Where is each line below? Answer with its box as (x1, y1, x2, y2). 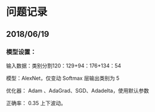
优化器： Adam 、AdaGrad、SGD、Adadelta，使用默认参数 (6, 87, 149, 94)
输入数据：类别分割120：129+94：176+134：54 (6, 62, 122, 69)
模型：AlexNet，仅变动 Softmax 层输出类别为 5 (6, 74, 120, 82)
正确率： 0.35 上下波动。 (6, 99, 66, 106)
